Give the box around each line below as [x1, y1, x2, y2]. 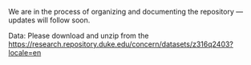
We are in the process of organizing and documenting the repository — [8, 7, 243, 16]
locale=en [8, 48, 42, 57]
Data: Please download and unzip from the [8, 31, 149, 40]
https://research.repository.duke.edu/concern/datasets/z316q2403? [8, 39, 234, 49]
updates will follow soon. [8, 15, 91, 25]
